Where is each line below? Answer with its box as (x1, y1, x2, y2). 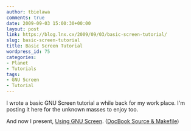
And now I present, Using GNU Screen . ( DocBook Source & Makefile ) (6, 118, 179, 125)
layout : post (6, 26, 40, 32)
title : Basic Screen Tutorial (6, 43, 83, 49)
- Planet (6, 60, 29, 66)
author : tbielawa (6, 9, 50, 15)
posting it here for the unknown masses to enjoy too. (6, 106, 139, 113)
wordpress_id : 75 (6, 49, 50, 55)
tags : (6, 71, 20, 77)
